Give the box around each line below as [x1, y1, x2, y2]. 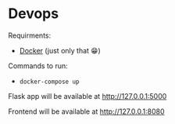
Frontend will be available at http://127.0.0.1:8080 [8, 107, 165, 116]
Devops [8, 5, 59, 23]
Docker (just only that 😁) [19, 46, 101, 55]
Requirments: [8, 31, 52, 40]
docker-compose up [19, 78, 80, 86]
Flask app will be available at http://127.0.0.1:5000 [8, 91, 167, 100]
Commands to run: [8, 60, 68, 71]
